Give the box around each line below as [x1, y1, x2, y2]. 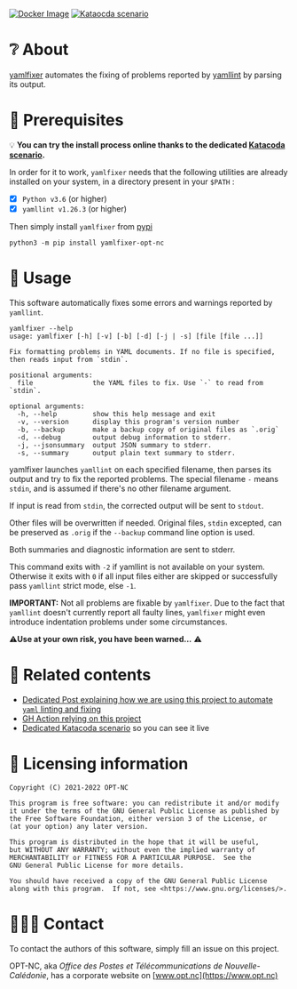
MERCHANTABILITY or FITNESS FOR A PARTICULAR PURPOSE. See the [9, 853, 252, 862]
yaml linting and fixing [21, 704, 102, 714]
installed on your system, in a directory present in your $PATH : [9, 176, 235, 187]
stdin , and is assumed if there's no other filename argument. [9, 483, 231, 494]
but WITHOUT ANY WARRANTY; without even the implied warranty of [9, 845, 255, 854]
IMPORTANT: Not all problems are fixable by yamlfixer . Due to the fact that [9, 597, 285, 608]
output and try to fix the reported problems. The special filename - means [9, 473, 279, 484]
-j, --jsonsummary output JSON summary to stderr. [17, 440, 213, 449]
